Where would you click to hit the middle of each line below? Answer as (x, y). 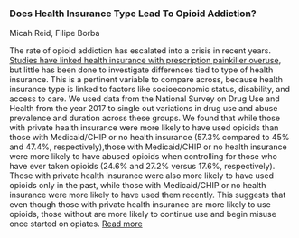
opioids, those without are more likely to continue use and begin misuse (143, 214)
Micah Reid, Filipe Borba (55, 33)
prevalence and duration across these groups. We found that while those (145, 118)
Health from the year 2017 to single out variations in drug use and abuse (144, 109)
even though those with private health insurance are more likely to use (140, 205)
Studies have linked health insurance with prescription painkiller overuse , (145, 61)
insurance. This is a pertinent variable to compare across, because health (146, 80)
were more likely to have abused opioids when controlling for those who (144, 157)
